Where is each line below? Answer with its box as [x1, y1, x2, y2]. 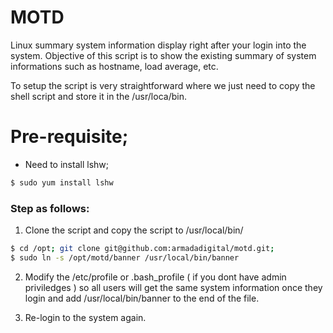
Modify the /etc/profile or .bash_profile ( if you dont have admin [24, 271, 287, 283]
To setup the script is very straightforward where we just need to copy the [10, 79, 316, 91]
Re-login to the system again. [24, 311, 147, 323]
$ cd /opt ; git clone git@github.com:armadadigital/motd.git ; [10, 244, 275, 254]
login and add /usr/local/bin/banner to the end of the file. [24, 292, 260, 304]
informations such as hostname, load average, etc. [10, 60, 219, 72]
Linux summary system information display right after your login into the [10, 39, 307, 51]
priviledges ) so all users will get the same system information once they [24, 281, 323, 293]
